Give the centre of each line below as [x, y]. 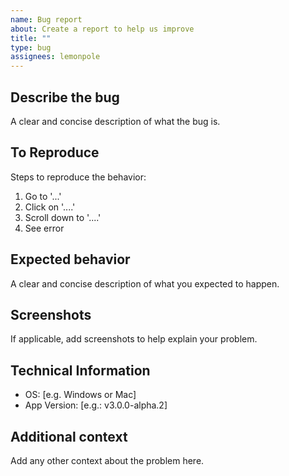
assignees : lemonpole [55, 57]
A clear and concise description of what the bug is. [115, 121]
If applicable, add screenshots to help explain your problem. [134, 339]
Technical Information [80, 370]
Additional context [69, 436]
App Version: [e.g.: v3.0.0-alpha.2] [96, 405]
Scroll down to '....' [63, 217]
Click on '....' [50, 207]
